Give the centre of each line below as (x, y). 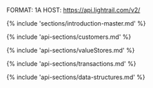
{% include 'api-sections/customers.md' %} (69, 37)
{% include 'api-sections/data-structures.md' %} (76, 77)
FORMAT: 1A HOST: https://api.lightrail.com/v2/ (73, 10)
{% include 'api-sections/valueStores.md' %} (71, 50)
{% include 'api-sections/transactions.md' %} (71, 64)
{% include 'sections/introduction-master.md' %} (76, 23)
